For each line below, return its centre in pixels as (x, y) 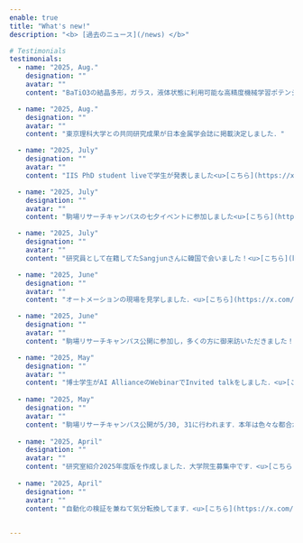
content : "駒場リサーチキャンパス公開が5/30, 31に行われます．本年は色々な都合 (159, 425)
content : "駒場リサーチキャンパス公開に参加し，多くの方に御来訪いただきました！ (160, 341)
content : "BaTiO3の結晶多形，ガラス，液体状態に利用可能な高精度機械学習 (149, 92)
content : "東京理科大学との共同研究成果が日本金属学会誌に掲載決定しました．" (155, 134)
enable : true (34, 18)
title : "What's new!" (50, 26)
